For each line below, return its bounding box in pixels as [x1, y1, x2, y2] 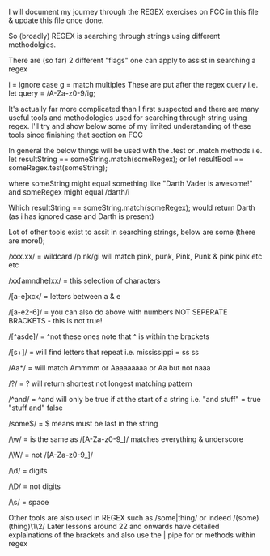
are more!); [8, 236, 46, 246]
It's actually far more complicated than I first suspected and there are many [8, 105, 259, 113]
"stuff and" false [8, 403, 63, 413]
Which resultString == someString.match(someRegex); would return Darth [8, 203, 256, 212]
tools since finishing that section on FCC [8, 130, 143, 139]
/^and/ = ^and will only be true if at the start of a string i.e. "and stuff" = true [8, 395, 261, 404]
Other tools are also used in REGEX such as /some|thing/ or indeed [8, 513, 232, 522]
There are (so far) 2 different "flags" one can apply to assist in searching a [8, 56, 256, 65]
